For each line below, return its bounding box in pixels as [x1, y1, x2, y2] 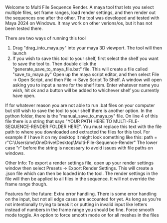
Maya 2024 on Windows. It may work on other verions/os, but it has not [5, 20, 153, 26]
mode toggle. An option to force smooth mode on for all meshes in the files [5, 212, 160, 218]
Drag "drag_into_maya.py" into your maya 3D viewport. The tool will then [12, 45, 163, 50]
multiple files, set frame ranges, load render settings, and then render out [5, 9, 156, 15]
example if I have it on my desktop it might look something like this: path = [5, 134, 158, 140]
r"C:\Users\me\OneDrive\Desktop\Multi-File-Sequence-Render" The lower [5, 139, 158, 145]
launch [12, 50, 26, 56]
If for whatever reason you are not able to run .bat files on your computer [5, 102, 156, 108]
